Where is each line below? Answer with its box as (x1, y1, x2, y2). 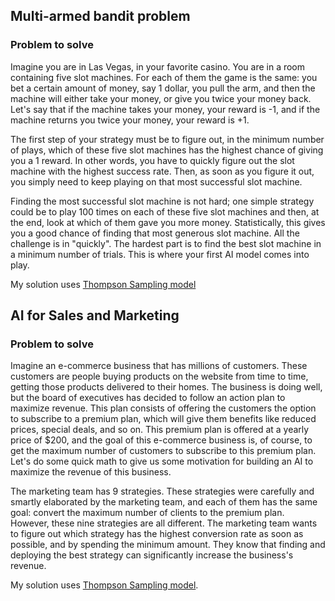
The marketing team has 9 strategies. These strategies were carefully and (10, 485, 315, 498)
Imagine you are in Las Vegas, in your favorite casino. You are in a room (10, 60, 306, 73)
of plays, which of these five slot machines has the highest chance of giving (10, 144, 324, 156)
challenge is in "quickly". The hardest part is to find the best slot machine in (10, 237, 322, 249)
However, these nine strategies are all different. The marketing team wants (10, 517, 318, 529)
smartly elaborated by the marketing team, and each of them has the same (10, 496, 318, 508)
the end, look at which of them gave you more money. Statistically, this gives (10, 216, 326, 228)
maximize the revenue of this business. (10, 466, 172, 478)
